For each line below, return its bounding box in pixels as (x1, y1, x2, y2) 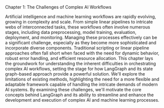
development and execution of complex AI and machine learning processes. (5, 97, 160, 103)
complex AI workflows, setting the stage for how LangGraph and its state (5, 66, 153, 72)
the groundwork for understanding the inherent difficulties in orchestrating (5, 61, 156, 66)
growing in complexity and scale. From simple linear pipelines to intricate (5, 19, 153, 25)
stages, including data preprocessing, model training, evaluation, (5, 29, 136, 35)
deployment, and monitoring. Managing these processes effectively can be (5, 34, 158, 40)
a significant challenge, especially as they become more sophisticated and (5, 40, 157, 46)
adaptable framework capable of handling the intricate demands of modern (5, 81, 158, 87)
